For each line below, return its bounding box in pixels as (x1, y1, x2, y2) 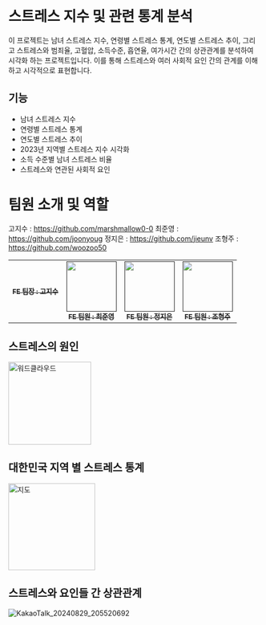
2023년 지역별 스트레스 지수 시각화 (19, 144, 130, 153)
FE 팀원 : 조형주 (183, 312, 231, 321)
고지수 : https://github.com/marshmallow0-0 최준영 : (8, 223, 179, 233)
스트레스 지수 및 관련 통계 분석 (8, 7, 194, 26)
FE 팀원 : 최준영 (67, 312, 115, 321)
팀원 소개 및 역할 (8, 195, 110, 214)
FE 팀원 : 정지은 (126, 312, 173, 321)
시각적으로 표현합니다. (22, 65, 92, 75)
